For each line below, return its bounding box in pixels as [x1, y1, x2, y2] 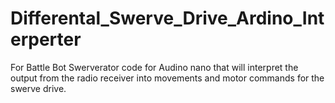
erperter [10, 28, 82, 51]
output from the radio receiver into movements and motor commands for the [10, 72, 325, 84]
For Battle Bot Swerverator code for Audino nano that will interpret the [10, 61, 299, 73]
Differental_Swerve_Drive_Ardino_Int [10, 7, 325, 30]
